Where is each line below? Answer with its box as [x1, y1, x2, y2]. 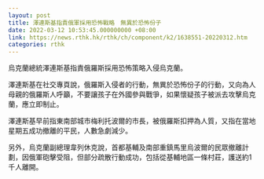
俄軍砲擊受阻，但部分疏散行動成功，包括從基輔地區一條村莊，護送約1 [28, 152, 252, 162]
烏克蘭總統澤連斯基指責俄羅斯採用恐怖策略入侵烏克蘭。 [8, 64, 187, 73]
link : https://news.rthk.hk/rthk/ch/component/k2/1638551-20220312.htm [8, 33, 247, 42]
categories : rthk [8, 41, 65, 49]
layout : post [8, 11, 51, 20]
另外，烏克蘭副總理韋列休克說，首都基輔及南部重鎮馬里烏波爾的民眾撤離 [8, 143, 242, 152]
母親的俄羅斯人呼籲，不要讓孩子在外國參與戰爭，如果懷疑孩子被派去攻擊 [8, 89, 242, 99]
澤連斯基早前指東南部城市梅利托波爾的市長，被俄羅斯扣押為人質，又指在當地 [8, 116, 256, 126]
